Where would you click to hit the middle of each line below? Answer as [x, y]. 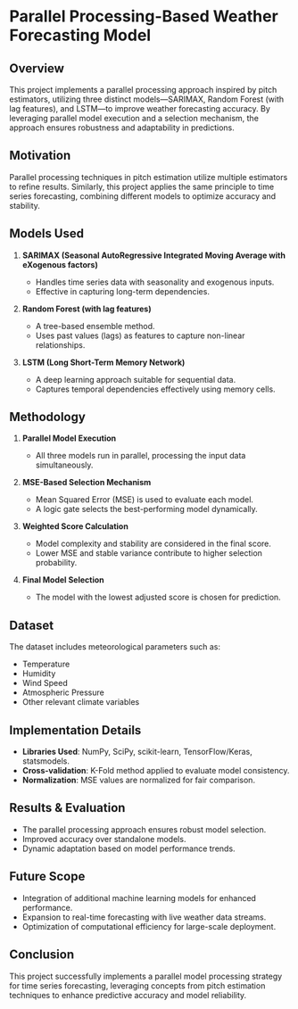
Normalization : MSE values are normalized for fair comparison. [139, 780]
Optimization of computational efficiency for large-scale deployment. [149, 926]
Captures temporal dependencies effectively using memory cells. [155, 389]
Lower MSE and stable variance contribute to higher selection [149, 553]
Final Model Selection [63, 580]
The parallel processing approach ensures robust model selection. [144, 829]
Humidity [39, 674]
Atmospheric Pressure [63, 692]
